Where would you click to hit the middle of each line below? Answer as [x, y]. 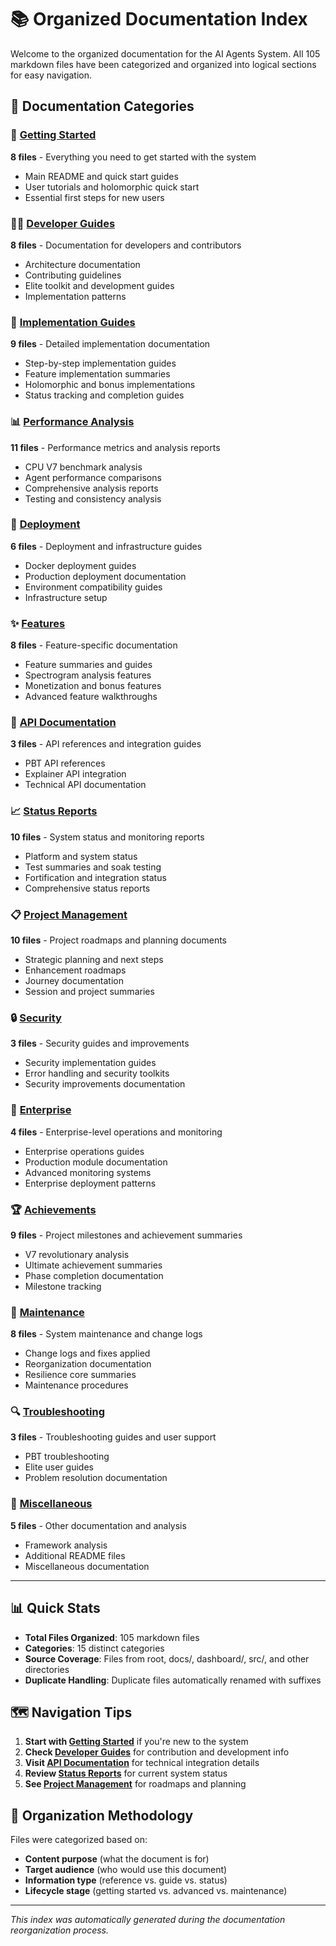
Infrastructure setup [66, 597]
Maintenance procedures [76, 1385]
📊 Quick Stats [55, 1608]
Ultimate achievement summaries [93, 1265]
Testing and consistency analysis [93, 498]
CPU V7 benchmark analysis [83, 467]
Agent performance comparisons [93, 477]
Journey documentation [74, 980]
